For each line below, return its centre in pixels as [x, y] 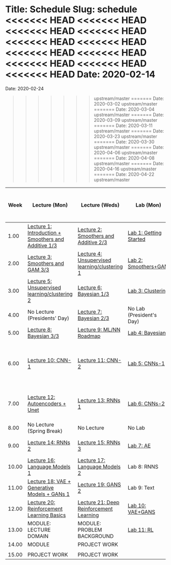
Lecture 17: [92, 460]
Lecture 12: [41, 397]
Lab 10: [137, 505]
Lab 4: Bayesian [147, 332]
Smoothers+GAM [149, 266]
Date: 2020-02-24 [25, 88]
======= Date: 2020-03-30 [124, 142]
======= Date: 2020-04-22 [124, 174]
